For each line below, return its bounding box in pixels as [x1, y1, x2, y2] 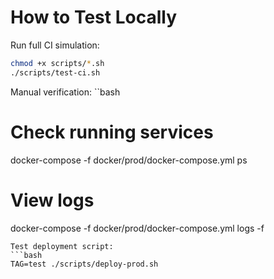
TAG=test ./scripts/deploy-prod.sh [10, 259, 159, 269]
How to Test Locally [10, 6, 177, 29]
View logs [10, 189, 95, 211]
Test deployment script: [10, 241, 114, 251]
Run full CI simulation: [10, 39, 100, 51]
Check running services [10, 121, 214, 143]
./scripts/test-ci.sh [10, 67, 101, 78]
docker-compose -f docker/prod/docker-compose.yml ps [10, 154, 248, 166]
